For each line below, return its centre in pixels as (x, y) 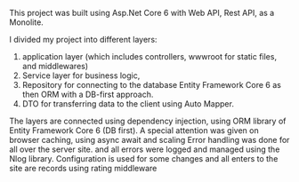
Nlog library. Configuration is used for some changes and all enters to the (144, 158)
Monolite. (27, 22)
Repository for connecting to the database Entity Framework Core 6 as (152, 85)
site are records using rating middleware (83, 168)
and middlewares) (55, 66)
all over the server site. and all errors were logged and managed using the (145, 149)
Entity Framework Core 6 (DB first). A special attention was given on (134, 131)
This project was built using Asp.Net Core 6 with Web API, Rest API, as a (142, 13)
